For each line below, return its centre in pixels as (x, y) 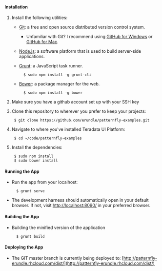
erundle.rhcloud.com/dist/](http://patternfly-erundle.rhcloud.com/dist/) (83, 263)
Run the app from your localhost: (45, 182)
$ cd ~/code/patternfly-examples (48, 138)
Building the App (22, 217)
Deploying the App (24, 247)
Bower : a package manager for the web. (59, 84)
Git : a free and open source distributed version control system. (82, 27)
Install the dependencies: (37, 147)
